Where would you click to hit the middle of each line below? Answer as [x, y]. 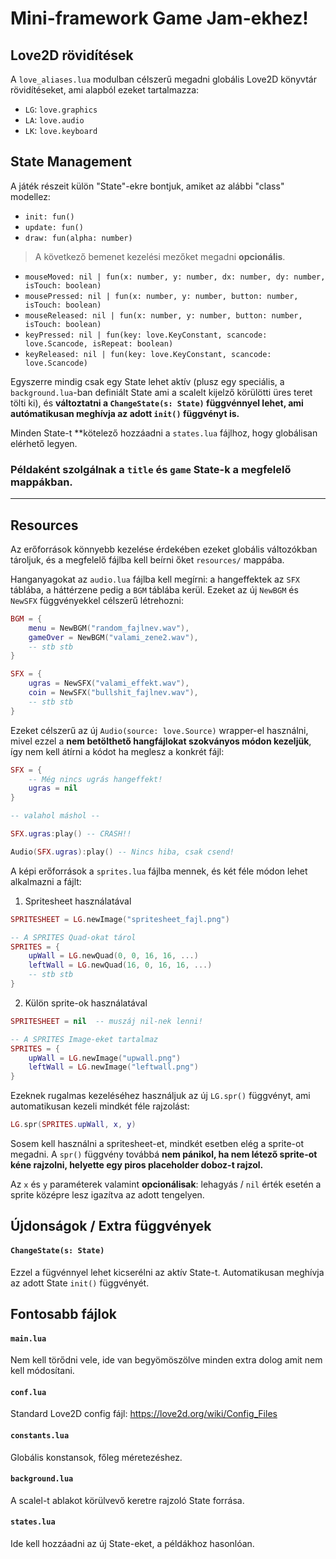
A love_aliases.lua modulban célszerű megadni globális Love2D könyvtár [163, 79]
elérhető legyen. [44, 443]
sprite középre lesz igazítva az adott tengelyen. [107, 1195]
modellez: [30, 196]
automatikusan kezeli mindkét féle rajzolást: [100, 1106]
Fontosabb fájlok [64, 1314]
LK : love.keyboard [61, 130]
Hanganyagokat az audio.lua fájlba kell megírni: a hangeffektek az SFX [155, 579]
